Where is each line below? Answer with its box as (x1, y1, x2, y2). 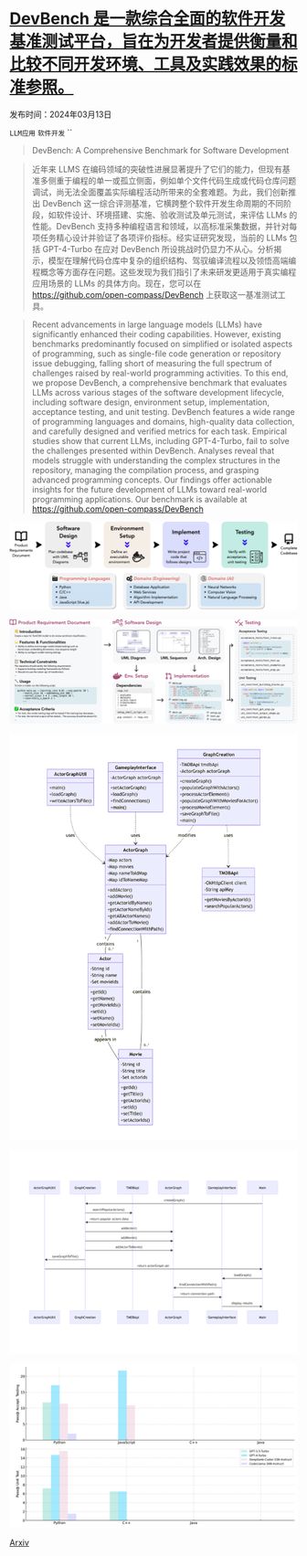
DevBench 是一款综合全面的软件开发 (9, 8, 286, 29)
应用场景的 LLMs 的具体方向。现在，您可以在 (31, 278, 202, 289)
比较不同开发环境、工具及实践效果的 (9, 54, 282, 75)
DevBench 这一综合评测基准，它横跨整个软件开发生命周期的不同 (42, 197, 284, 208)
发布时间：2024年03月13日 (9, 109, 112, 120)
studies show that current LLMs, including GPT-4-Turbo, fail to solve (31, 435, 290, 446)
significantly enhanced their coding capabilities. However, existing (31, 328, 281, 339)
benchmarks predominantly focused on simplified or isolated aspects (31, 338, 293, 349)
